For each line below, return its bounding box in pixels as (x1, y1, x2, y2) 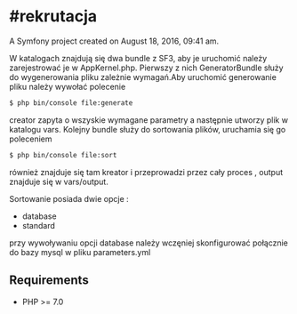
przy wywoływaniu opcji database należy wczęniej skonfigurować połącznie (9, 238, 289, 248)
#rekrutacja (9, 6, 98, 27)
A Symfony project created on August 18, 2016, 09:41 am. (9, 36, 220, 46)
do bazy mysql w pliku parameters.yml (9, 246, 151, 257)
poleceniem (9, 133, 52, 144)
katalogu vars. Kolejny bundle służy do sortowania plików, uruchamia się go (9, 124, 286, 134)
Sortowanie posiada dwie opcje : (9, 193, 129, 204)
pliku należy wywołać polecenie (9, 81, 126, 92)
